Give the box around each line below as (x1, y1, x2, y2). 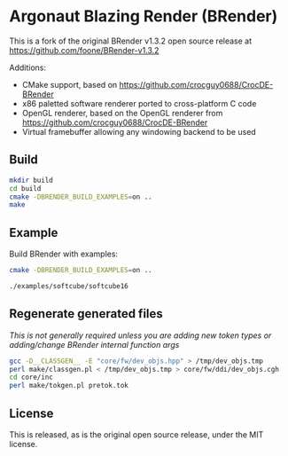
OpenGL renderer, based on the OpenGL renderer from (21, 107, 223, 118)
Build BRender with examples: (9, 248, 118, 259)
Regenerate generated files (9, 306, 164, 321)
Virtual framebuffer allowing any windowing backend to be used (21, 126, 257, 137)
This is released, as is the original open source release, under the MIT (9, 428, 264, 440)
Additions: (9, 62, 47, 73)
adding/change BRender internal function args (9, 339, 180, 350)
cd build (9, 184, 42, 193)
